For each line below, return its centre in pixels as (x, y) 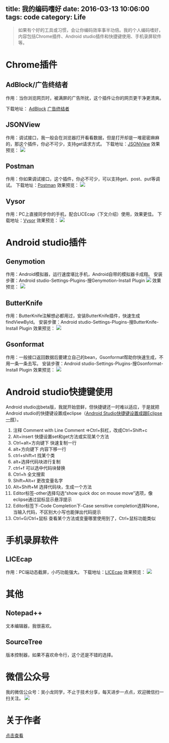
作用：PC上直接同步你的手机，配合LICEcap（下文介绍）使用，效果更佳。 (81, 214)
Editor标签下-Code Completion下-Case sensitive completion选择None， (87, 505)
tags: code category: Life (46, 17)
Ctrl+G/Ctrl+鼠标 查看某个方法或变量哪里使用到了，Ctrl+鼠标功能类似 (84, 518)
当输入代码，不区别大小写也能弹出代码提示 (57, 512)
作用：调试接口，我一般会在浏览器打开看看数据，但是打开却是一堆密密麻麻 (82, 137)
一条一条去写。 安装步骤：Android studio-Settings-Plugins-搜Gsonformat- (87, 363)
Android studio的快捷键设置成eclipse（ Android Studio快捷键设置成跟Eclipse (84, 413)
